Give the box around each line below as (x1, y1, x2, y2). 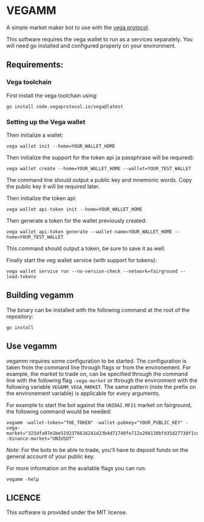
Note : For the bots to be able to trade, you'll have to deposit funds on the (6, 446, 188, 453)
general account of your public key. (6, 453, 95, 460)
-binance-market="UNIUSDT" (6, 436, 75, 442)
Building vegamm (6, 290, 74, 301)
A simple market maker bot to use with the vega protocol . (6, 24, 150, 31)
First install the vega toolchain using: (6, 92, 98, 99)
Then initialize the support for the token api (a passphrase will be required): (6, 153, 195, 161)
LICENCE (6, 492, 41, 503)
